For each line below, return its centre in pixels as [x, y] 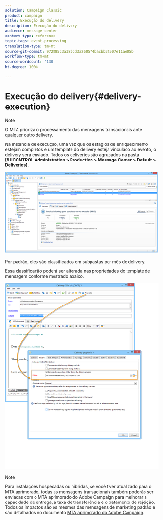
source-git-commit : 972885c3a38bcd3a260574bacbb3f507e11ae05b [69, 51]
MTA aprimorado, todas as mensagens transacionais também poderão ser [79, 492]
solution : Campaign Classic [34, 10]
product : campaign [24, 15]
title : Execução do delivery [35, 20]
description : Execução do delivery [41, 26]
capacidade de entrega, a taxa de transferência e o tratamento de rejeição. [80, 502]
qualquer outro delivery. [29, 135]
